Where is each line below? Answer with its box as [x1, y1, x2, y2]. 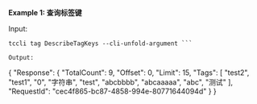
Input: [8, 24, 28, 33]
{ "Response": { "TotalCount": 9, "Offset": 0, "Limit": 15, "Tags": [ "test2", [8, 68, 250, 77]
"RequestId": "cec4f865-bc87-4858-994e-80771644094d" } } [8, 86, 218, 96]
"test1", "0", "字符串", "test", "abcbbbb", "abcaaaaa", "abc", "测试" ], [8, 77, 234, 87]
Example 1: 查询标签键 [8, 8, 82, 17]
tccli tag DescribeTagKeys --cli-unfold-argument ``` [8, 40, 193, 48]
